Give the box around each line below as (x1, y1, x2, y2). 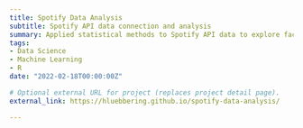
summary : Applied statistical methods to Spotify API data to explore (9, 30, 280, 39)
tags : (9, 38, 30, 48)
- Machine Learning (9, 55, 83, 64)
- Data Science (9, 47, 67, 56)
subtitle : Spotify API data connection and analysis (9, 22, 212, 31)
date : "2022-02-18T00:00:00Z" (9, 72, 124, 81)
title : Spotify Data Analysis (9, 13, 124, 23)
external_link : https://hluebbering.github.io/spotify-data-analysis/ (9, 96, 280, 105)
